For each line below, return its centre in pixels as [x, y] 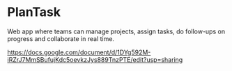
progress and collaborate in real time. [61, 38]
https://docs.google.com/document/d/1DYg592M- [79, 52]
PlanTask [34, 12]
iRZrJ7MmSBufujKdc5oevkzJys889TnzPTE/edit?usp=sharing [95, 59]
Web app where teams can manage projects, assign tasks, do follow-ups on [116, 31]
